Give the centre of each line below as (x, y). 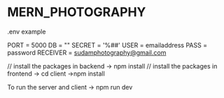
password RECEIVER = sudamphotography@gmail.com (87, 52)
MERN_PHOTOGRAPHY (77, 12)
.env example (27, 31)
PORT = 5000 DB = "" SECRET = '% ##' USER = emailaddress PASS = (107, 45)
